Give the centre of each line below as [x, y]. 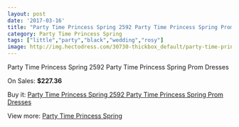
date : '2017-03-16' [36, 21]
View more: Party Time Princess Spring [65, 116]
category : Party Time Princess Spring [65, 34]
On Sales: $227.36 [35, 81]
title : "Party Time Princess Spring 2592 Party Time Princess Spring [113, 27]
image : [17, 47]
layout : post [27, 14]
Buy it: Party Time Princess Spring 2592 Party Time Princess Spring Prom [116, 94]
